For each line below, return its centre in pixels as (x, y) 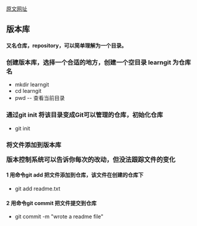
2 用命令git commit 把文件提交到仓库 (51, 203)
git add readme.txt (38, 189)
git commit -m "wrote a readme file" (59, 216)
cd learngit (28, 91)
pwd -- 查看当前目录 (40, 98)
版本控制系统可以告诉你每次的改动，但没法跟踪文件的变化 (91, 159)
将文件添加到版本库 (34, 145)
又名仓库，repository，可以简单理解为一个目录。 (67, 45)
